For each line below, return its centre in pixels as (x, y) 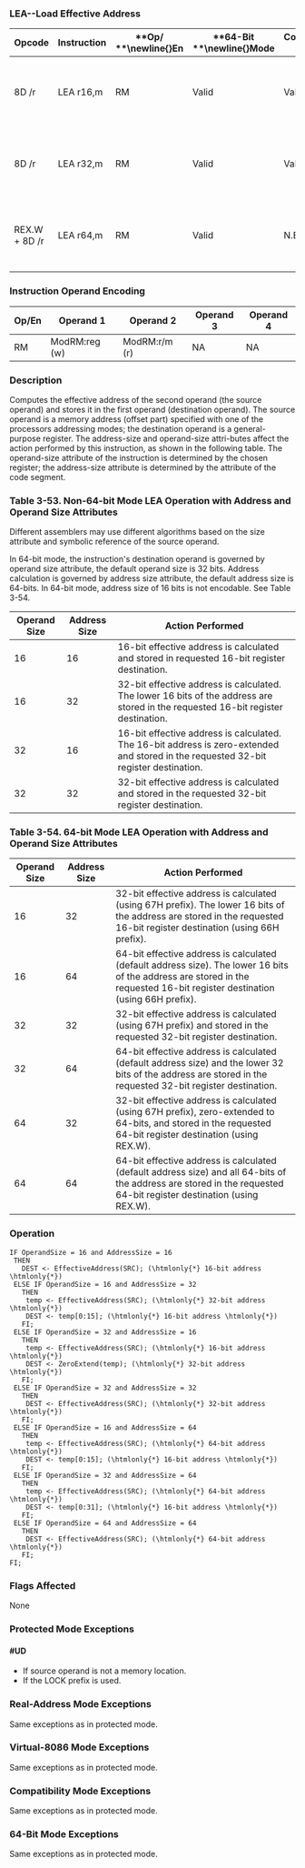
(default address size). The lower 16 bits (202, 965)
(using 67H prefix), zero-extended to (195, 1112)
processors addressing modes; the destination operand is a (121, 428)
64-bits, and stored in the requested (194, 1123)
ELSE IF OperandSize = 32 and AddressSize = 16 (105, 1332)
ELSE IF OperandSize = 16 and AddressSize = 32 (105, 1284)
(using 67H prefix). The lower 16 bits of (200, 905)
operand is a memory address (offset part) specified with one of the (137, 419)
